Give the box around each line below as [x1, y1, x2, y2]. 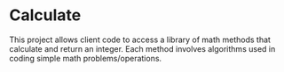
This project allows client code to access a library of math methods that [9, 34, 271, 45]
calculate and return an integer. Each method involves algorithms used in [9, 43, 276, 54]
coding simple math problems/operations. [9, 53, 162, 63]
